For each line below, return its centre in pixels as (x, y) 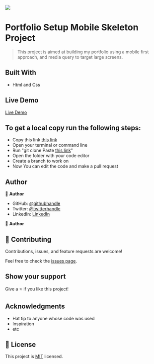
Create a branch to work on (40, 161)
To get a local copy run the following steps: (73, 128)
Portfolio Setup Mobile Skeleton (72, 28)
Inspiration (23, 324)
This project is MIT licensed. (34, 357)
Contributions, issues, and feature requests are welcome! (64, 251)
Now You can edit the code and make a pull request (65, 166)
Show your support (36, 277)
